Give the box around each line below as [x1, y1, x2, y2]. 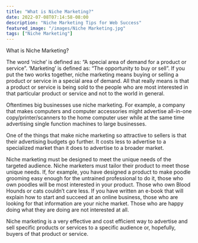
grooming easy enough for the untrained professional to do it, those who [6, 175, 184, 182]
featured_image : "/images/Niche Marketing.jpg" [6, 25, 126, 31]
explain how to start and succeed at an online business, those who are [6, 194, 178, 201]
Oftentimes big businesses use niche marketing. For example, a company [6, 101, 186, 108]
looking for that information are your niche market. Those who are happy [6, 200, 184, 207]
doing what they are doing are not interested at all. [6, 206, 129, 213]
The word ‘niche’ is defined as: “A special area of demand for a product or [6, 59, 187, 66]
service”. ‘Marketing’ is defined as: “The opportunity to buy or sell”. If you [6, 65, 186, 72]
